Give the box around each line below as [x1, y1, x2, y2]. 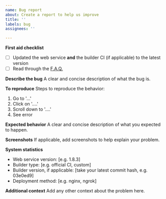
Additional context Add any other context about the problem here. [5, 188, 145, 194]
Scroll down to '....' [12, 106, 52, 112]
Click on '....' [12, 101, 39, 107]
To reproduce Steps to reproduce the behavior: [5, 86, 105, 92]
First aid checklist [5, 45, 44, 51]
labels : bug [5, 21, 31, 27]
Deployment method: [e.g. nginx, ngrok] [12, 178, 97, 184]
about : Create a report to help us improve [5, 12, 99, 17]
